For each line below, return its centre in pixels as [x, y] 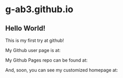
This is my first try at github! [35, 40]
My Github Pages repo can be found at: [47, 60]
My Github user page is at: [33, 50]
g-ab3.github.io [39, 9]
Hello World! [25, 28]
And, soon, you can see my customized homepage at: [62, 70]
